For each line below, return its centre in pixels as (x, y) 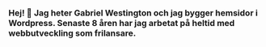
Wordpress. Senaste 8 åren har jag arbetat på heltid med (122, 23)
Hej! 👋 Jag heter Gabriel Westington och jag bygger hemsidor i (133, 13)
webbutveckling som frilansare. (72, 33)
